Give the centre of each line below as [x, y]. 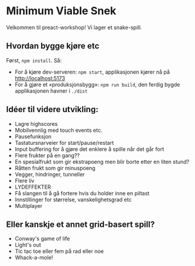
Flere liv [24, 180]
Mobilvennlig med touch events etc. [59, 130]
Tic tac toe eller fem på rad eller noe [59, 251]
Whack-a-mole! [34, 258]
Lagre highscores [36, 123]
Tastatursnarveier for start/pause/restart [64, 142]
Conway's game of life [42, 239]
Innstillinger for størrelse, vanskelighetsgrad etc [73, 199]
